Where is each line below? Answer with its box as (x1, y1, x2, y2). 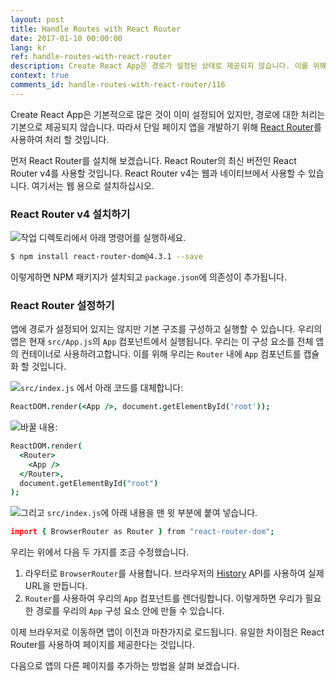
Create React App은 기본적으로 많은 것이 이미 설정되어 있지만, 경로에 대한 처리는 (10, 108, 326, 120)
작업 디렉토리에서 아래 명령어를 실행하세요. (20, 232, 187, 244)
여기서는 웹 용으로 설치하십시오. (31, 179, 155, 191)
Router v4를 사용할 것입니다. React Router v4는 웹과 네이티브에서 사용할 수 (10, 167, 306, 179)
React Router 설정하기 (10, 298, 115, 312)
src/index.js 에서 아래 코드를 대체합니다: (20, 382, 184, 394)
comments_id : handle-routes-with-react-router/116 (10, 80, 226, 90)
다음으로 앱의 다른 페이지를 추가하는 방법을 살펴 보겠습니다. (10, 660, 240, 672)
